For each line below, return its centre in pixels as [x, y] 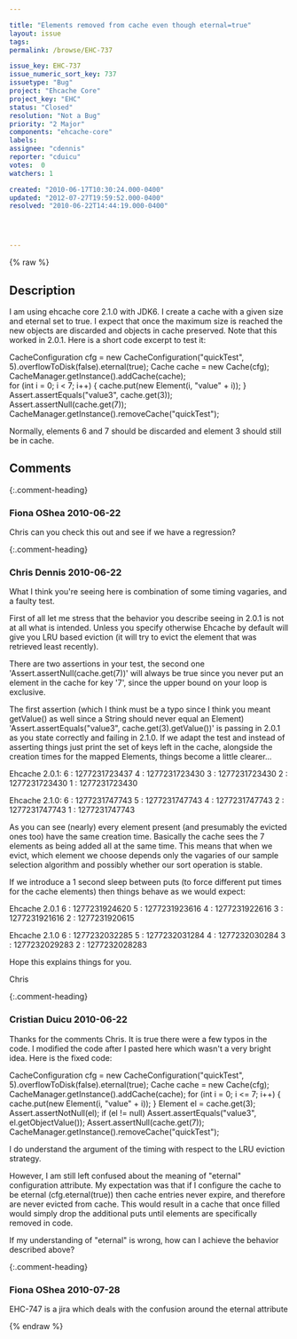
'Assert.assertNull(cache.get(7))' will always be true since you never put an [146, 673]
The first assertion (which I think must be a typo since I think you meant [140, 709]
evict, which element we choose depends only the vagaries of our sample [144, 856]
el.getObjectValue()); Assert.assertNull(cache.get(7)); [107, 1122]
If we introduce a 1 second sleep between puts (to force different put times [145, 882]
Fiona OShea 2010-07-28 [65, 1289]
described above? [42, 1249]
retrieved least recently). [54, 647]
